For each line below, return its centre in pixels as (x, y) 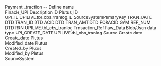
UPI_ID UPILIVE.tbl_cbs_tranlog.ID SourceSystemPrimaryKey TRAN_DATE (79, 17)
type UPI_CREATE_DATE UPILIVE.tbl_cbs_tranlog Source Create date (74, 33)
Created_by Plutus (24, 48)
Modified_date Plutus (26, 43)
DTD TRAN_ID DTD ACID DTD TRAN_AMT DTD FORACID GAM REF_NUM (78, 22)
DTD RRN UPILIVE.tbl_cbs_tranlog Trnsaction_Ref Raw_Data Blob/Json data (81, 28)
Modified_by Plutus (24, 53)
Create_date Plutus (24, 38)
